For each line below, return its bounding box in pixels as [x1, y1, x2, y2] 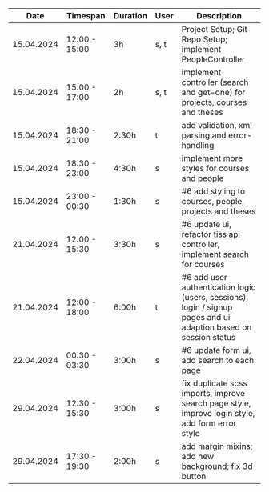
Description [195, 10, 243, 21]
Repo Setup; [181, 34, 228, 45]
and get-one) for [181, 87, 246, 98]
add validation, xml [181, 120, 252, 130]
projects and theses [181, 206, 256, 217]
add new [181, 451, 215, 462]
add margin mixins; [181, 441, 253, 451]
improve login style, [181, 408, 255, 418]
